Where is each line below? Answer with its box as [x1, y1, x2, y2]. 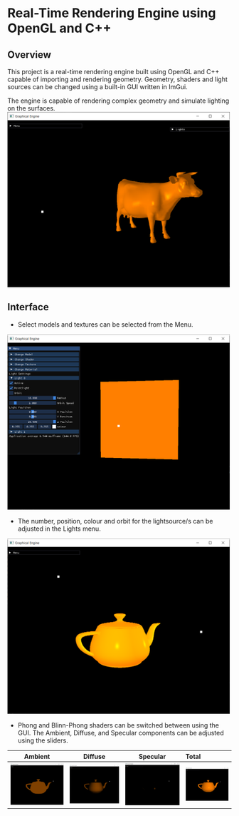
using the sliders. [17, 736, 69, 745]
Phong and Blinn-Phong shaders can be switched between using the [17, 721, 219, 729]
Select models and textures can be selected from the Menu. [17, 320, 193, 329]
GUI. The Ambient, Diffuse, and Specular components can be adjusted [17, 729, 224, 737]
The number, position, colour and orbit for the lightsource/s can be [17, 516, 213, 525]
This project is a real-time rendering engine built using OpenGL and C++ [7, 68, 220, 76]
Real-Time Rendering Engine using [7, 5, 216, 21]
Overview [7, 49, 52, 61]
